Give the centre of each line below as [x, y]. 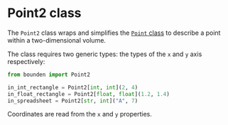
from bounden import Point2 [49, 75]
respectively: [26, 61]
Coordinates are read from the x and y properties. [80, 114]
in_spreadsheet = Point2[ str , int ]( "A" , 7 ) [73, 101]
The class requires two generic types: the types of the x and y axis [105, 54]
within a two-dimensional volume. [57, 40]
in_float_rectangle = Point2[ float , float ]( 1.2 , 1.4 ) [89, 94]
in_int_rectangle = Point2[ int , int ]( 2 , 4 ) [73, 87]
